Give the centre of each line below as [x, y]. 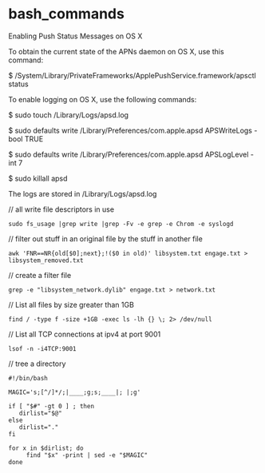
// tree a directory [37, 364]
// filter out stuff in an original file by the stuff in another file [106, 238]
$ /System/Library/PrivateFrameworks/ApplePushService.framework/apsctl [132, 75]
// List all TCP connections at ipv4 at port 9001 [85, 334]
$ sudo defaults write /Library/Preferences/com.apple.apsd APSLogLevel [129, 154]
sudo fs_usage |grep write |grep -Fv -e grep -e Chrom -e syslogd [121, 224]
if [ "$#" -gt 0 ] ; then [51, 406]
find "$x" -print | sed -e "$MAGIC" [87, 455]
